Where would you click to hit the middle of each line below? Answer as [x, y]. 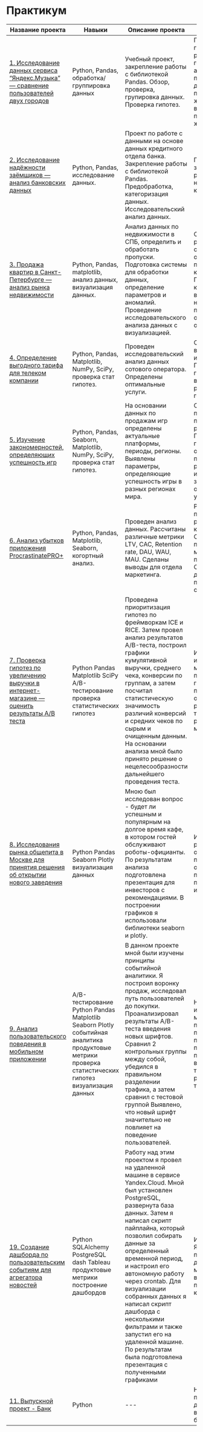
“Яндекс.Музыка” [35, 78]
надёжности [27, 167]
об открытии [28, 875]
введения [156, 1029]
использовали [146, 920]
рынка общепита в [37, 852]
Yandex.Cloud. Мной [154, 1182]
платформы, [143, 443]
